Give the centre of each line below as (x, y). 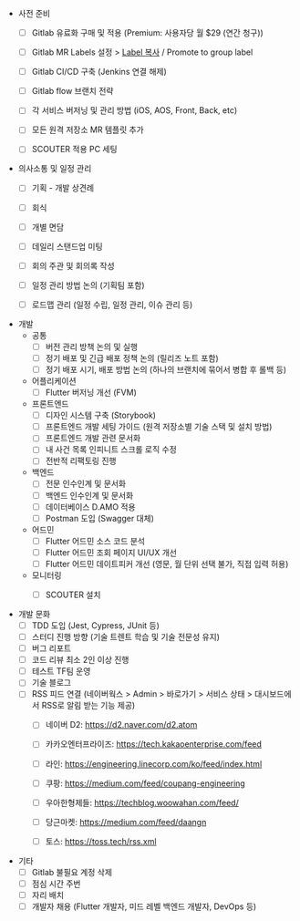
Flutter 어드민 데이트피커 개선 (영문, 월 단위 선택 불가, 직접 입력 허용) (167, 564)
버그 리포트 (51, 648)
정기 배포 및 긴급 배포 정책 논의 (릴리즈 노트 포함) (132, 357)
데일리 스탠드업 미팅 (67, 246)
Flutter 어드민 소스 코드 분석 (95, 541)
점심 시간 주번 (56, 884)
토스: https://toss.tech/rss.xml (101, 841)
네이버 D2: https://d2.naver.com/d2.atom (121, 725)
